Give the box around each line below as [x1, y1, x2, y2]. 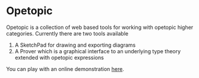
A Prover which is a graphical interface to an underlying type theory [14, 47, 181, 54]
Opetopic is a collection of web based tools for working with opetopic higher [6, 24, 194, 31]
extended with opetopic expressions [14, 54, 104, 61]
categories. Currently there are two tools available [6, 30, 129, 37]
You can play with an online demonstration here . [6, 65, 125, 72]
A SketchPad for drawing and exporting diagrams [14, 41, 136, 48]
